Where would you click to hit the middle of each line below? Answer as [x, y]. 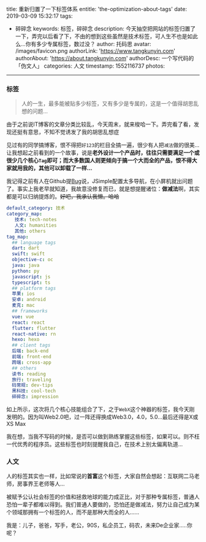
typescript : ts [31, 282]
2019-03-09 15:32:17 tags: [40, 16]
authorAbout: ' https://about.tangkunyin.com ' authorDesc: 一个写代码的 [105, 58]
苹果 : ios [23, 294]
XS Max [16, 424]
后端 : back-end [30, 351]
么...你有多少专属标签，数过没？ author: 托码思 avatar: [83, 44]
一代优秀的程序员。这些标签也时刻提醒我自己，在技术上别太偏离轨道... [95, 444]
